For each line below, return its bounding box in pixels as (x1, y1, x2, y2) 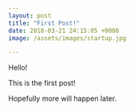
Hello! (8, 63, 28, 73)
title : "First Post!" (8, 19, 81, 27)
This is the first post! (8, 78, 76, 88)
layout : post (8, 11, 52, 20)
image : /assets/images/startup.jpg (8, 34, 127, 42)
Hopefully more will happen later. (8, 93, 117, 104)
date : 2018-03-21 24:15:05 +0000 (8, 26, 120, 34)
